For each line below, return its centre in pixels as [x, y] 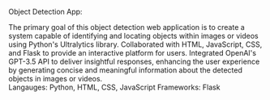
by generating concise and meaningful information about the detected [126, 70]
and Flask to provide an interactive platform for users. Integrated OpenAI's [133, 53]
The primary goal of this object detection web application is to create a [126, 27]
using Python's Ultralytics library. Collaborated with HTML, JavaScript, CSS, [135, 44]
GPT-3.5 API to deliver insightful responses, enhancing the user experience [134, 61]
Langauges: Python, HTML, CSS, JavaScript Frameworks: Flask [114, 87]
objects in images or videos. [56, 79]
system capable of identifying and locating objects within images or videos [133, 36]
